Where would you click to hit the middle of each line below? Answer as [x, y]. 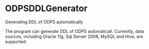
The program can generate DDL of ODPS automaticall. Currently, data [75, 31]
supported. [16, 41]
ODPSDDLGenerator [46, 8]
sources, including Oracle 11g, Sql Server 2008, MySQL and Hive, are [74, 36]
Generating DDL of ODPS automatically [44, 22]
